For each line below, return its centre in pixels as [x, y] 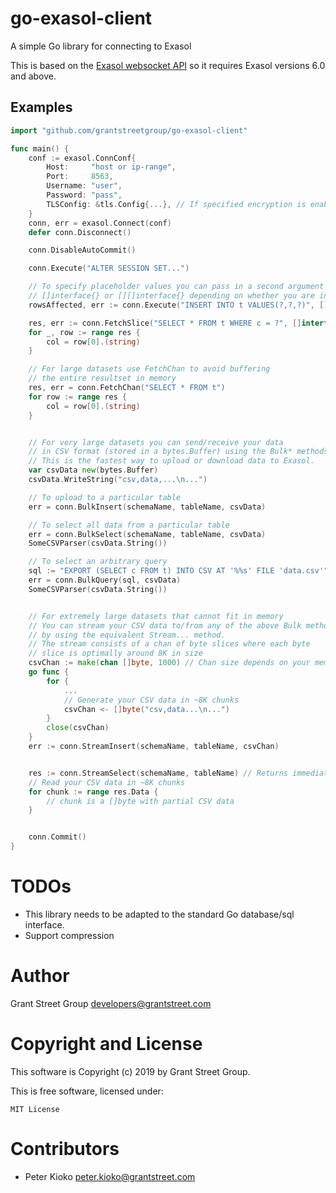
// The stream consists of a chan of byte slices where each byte [169, 644]
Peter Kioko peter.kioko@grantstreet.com [110, 1176]
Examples [41, 107]
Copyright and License [106, 1044]
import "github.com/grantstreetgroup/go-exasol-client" [129, 130]
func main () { [40, 148]
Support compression [69, 935]
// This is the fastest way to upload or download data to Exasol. [171, 461]
